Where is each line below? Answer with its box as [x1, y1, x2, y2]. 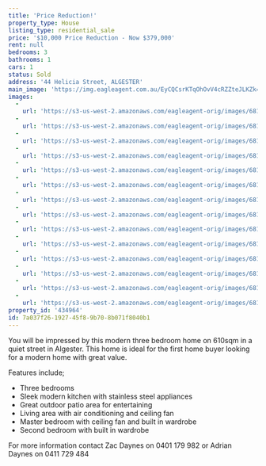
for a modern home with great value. [8, 352, 127, 361]
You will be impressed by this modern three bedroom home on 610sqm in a [8, 335, 253, 345]
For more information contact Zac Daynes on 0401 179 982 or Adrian [8, 441, 232, 450]
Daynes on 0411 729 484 [8, 449, 89, 458]
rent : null [8, 41, 44, 49]
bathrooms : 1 [8, 56, 51, 64]
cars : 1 [8, 63, 34, 71]
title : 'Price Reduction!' [8, 11, 97, 20]
